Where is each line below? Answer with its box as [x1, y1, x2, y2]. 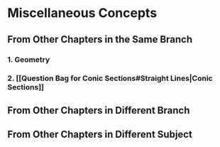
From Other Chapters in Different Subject [7, 129, 193, 141]
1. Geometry [7, 55, 50, 65]
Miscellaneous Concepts [7, 5, 158, 21]
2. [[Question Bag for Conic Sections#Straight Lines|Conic [7, 73, 213, 83]
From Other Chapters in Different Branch [7, 104, 190, 116]
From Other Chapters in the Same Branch [7, 33, 193, 45]
